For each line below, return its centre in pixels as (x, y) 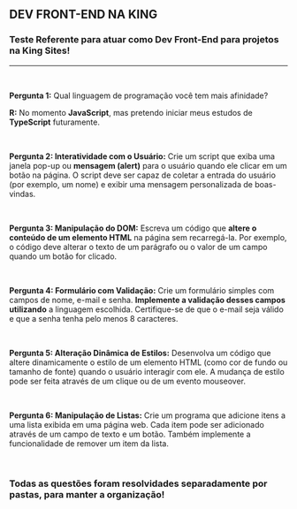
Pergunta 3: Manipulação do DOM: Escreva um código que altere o (133, 228)
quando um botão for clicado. (63, 256)
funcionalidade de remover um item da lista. (89, 443)
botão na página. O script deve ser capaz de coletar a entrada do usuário (143, 175)
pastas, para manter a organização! (87, 494)
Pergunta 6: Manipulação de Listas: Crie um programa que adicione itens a (147, 415)
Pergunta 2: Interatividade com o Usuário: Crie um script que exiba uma (142, 156)
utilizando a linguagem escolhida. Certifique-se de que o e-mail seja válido (147, 309)
